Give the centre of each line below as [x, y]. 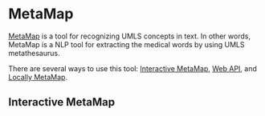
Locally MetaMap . [38, 77]
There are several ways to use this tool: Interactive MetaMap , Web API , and [132, 68]
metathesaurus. [34, 53]
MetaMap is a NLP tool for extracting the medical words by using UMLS [126, 44]
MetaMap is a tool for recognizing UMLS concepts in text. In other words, [130, 36]
